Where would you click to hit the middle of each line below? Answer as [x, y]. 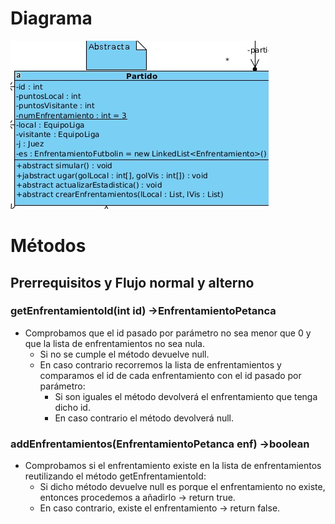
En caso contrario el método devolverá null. [144, 418]
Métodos [48, 246]
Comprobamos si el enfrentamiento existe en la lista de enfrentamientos [173, 466]
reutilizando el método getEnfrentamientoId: [115, 476]
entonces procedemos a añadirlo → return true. [137, 498]
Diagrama [51, 18]
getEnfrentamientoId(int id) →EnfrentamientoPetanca [143, 311]
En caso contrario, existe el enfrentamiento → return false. [160, 508]
